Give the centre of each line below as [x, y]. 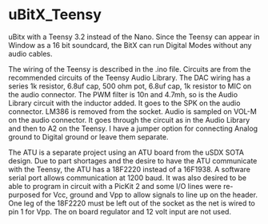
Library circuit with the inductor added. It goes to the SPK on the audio [124, 103]
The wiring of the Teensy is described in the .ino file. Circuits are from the [130, 69]
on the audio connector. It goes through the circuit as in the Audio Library [129, 120]
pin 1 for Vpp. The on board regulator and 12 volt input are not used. [120, 211]
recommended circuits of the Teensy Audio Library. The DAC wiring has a [129, 77]
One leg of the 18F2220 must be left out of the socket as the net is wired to [132, 203]
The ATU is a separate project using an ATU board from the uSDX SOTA [126, 152]
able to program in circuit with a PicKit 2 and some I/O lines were [115, 186]
